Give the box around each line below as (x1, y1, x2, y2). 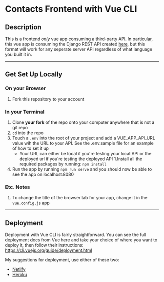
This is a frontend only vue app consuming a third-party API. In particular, (5, 36, 153, 42)
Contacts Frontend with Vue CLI (5, 3, 138, 15)
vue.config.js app (12, 200, 50, 206)
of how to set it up (12, 145, 49, 151)
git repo (12, 124, 28, 130)
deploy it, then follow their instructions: (5, 242, 84, 248)
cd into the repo (12, 130, 44, 136)
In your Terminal (5, 108, 45, 115)
